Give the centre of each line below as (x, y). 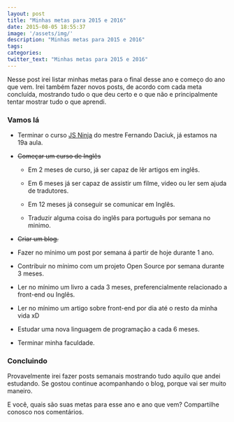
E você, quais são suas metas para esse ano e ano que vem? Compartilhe (114, 404)
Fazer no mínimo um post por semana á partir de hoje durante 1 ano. (116, 252)
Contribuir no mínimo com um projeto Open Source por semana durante (121, 266)
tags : (15, 46)
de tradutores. (48, 191)
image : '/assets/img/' (40, 33)
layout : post (26, 14)
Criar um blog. (38, 239)
